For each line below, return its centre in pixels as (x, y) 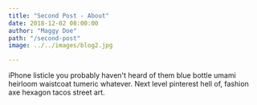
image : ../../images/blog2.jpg (61, 46)
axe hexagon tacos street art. (57, 92)
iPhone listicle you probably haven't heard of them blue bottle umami (122, 75)
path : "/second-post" (45, 38)
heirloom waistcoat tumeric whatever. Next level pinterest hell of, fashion (128, 84)
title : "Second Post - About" (59, 16)
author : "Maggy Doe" (43, 30)
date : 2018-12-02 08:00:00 (53, 23)
